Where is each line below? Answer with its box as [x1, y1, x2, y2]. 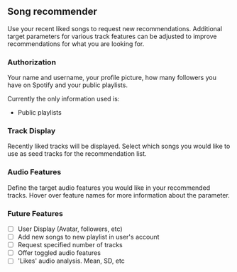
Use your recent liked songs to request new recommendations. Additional [7, 24, 222, 33]
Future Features [7, 208, 64, 218]
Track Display [7, 126, 56, 136]
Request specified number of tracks [17, 241, 123, 249]
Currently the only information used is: [7, 95, 120, 103]
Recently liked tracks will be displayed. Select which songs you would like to [7, 142, 231, 151]
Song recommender [7, 6, 97, 18]
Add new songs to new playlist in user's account [17, 233, 160, 242]
